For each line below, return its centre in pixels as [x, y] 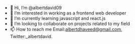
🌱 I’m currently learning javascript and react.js [58, 18]
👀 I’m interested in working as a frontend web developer [68, 13]
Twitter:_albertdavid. [31, 36]
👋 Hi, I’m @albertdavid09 [36, 8]
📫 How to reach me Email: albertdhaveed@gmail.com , [66, 29]
